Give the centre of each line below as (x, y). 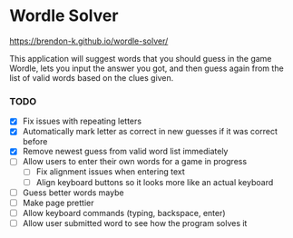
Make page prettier (58, 203)
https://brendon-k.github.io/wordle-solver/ (89, 41)
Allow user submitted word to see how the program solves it (135, 223)
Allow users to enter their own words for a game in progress (135, 162)
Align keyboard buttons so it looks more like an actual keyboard (155, 182)
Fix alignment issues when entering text (110, 172)
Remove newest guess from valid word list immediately (125, 152)
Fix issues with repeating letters (82, 121)
